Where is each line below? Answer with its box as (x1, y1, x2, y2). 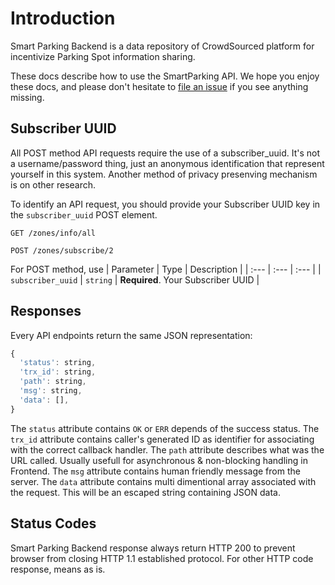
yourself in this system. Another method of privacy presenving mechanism (10, 168, 318, 180)
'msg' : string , (19, 386, 83, 396)
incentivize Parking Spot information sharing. (10, 50, 196, 62)
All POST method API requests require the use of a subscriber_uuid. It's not (10, 147, 321, 159)
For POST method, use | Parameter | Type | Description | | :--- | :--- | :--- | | (10, 263, 322, 275)
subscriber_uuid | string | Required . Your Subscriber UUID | (10, 273, 260, 286)
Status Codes (10, 515, 97, 532)
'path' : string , (19, 377, 87, 387)
